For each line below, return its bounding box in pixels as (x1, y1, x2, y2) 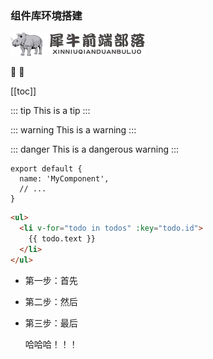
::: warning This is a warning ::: (10, 124, 137, 136)
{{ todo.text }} (28, 234, 97, 244)
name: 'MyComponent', (19, 174, 110, 184)
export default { (10, 164, 83, 174)
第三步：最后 (24, 317, 78, 329)
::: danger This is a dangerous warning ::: (10, 143, 180, 156)
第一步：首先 (24, 274, 78, 286)
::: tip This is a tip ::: (10, 105, 91, 117)
